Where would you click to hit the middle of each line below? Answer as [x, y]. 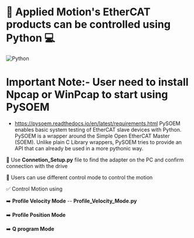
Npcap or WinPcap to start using [87, 95]
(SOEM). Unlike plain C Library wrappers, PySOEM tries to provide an [98, 142]
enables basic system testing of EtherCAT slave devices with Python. [98, 129]
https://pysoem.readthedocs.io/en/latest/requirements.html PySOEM [97, 123]
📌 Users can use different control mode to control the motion [79, 177]
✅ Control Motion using [34, 189]
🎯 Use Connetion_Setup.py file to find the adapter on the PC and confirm [95, 160]
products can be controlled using [89, 24]
